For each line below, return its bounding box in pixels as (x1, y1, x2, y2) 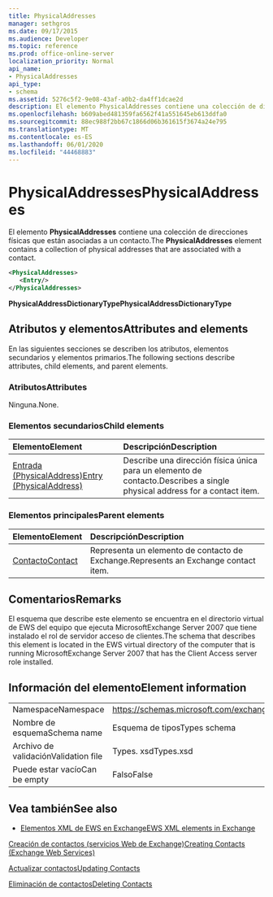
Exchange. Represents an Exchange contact (89, 555, 256, 566)
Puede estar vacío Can (12, 764, 97, 775)
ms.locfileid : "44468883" (8, 148, 96, 156)
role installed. (8, 657, 54, 667)
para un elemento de (123, 465, 202, 477)
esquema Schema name (12, 727, 103, 738)
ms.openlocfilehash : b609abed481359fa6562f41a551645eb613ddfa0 (8, 111, 227, 119)
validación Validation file (12, 751, 103, 762)
